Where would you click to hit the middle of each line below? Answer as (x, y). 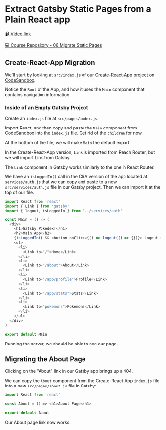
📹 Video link (18, 34)
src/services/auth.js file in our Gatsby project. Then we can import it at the (83, 187)
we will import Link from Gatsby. (38, 158)
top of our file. (20, 193)
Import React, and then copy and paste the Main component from (71, 128)
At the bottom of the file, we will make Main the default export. (68, 143)
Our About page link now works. (38, 422)
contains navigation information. (38, 94)
